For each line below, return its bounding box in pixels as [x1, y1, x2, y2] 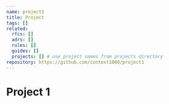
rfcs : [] [11, 31, 34, 37]
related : [6, 25, 28, 32]
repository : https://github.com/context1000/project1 [6, 59, 145, 65]
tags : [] [6, 20, 28, 26]
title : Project [6, 14, 45, 20]
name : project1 [6, 8, 45, 15]
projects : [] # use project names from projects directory [11, 54, 164, 60]
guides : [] [11, 48, 39, 54]
